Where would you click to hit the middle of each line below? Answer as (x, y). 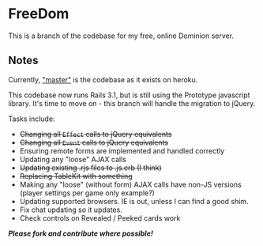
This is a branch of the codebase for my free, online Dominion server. (121, 36)
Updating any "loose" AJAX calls (73, 159)
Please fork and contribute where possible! (81, 233)
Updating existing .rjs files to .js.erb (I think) (90, 168)
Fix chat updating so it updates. (71, 210)
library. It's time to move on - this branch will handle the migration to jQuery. (132, 103)
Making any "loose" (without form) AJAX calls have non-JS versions (131, 184)
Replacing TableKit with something (76, 176)
